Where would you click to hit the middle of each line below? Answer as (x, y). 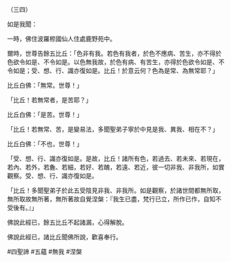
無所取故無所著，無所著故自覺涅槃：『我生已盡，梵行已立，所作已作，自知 (111, 199)
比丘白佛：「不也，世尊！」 (45, 144)
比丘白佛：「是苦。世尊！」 (45, 114)
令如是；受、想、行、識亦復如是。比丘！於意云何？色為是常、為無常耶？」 (113, 71)
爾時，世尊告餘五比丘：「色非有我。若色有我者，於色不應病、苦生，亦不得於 (114, 53)
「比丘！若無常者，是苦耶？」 (49, 100)
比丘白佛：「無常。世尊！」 (45, 85)
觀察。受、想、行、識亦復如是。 (52, 176)
